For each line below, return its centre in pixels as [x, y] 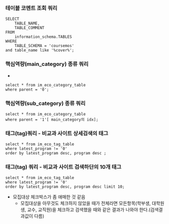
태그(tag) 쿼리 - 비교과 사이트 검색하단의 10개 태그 [64, 167]
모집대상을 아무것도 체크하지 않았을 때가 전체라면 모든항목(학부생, [86, 204]
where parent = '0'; [27, 89]
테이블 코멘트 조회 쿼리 [31, 8]
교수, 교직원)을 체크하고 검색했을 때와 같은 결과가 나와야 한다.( [89, 210]
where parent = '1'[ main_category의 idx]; [52, 119]
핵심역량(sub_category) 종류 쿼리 [45, 103]
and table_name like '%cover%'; [40, 50]
